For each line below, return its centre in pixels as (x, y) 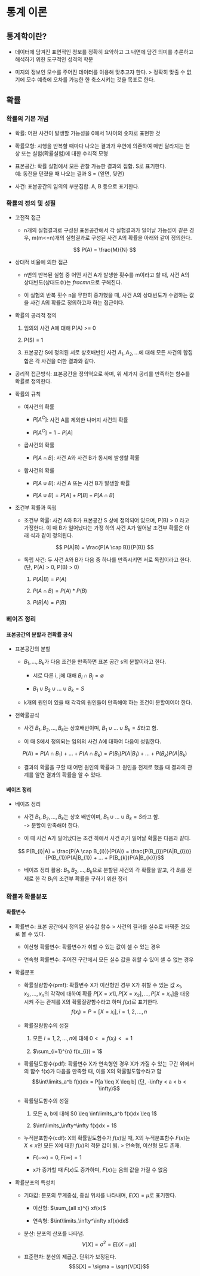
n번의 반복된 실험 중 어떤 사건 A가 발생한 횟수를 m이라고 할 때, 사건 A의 (107, 275)
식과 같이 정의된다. (52, 535)
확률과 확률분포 (27, 896)
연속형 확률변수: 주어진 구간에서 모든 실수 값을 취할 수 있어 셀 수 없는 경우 (109, 959)
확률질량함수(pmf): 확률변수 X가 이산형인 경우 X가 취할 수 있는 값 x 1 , (103, 985)
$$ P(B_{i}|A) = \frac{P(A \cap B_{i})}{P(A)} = (73, 851)
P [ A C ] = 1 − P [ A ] (53, 432)
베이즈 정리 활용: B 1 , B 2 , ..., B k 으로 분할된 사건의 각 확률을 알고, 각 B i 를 (105, 871)
